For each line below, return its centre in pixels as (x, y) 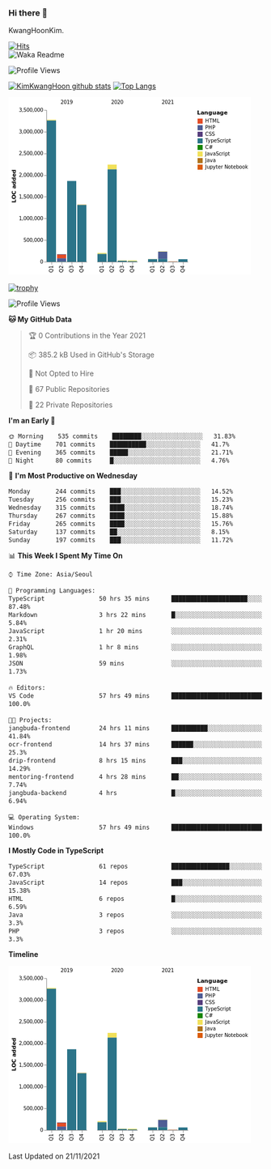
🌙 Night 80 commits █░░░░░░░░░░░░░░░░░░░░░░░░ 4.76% (119, 461)
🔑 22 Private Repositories (70, 405)
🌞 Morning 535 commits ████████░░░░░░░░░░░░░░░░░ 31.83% (122, 436)
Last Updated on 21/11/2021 (54, 1156)
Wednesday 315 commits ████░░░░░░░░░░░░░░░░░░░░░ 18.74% (121, 508)
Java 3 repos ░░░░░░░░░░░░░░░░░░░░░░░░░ (135, 915)
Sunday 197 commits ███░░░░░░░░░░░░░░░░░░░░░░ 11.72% (121, 540)
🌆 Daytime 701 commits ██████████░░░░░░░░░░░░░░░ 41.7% (119, 444)
